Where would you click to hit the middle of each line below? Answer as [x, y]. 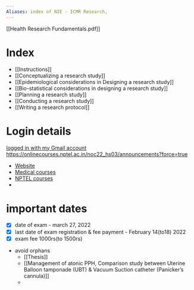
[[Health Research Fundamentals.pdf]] [53, 29]
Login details [39, 131]
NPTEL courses [34, 178]
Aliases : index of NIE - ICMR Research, [57, 12]
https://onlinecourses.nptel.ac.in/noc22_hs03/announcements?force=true [97, 154]
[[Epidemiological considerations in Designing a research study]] [94, 82]
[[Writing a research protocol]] [52, 107]
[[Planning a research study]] [51, 94]
